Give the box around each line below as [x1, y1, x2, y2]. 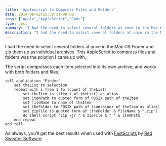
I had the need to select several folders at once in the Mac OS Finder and [5, 44, 154, 49]
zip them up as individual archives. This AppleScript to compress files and [5, 49, 156, 55]
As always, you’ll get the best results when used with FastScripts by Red [5, 130, 153, 136]
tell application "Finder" [5, 78, 61, 83]
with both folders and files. [5, 69, 60, 74]
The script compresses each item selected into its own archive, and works [5, 64, 157, 70]
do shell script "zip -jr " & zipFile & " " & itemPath [23, 113, 140, 118]
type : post [5, 21, 28, 26]
